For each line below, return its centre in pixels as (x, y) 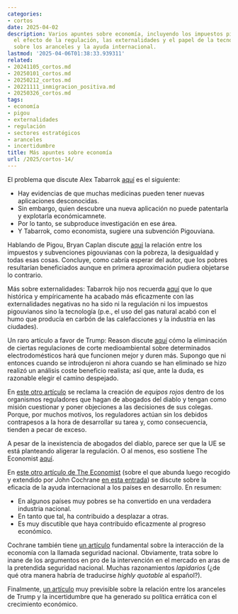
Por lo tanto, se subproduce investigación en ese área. (97, 223)
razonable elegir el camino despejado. (63, 378)
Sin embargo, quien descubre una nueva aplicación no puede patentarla (123, 208)
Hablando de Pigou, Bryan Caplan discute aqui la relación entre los (105, 244)
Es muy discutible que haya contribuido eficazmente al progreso (112, 524)
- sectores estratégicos (44, 133)
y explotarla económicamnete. (62, 216)
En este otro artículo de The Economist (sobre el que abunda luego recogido (119, 472)
